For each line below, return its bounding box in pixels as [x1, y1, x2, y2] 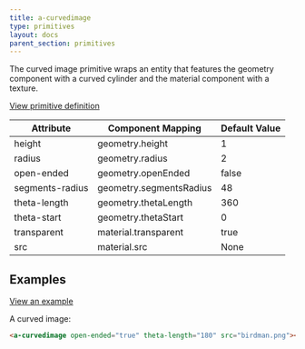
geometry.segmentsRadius [96, 182, 212, 194]
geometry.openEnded [96, 167, 191, 180]
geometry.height [96, 137, 168, 150]
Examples [9, 272, 66, 287]
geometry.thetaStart [96, 211, 184, 224]
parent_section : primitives [9, 38, 116, 48]
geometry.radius [96, 152, 168, 165]
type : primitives [9, 22, 75, 31]
